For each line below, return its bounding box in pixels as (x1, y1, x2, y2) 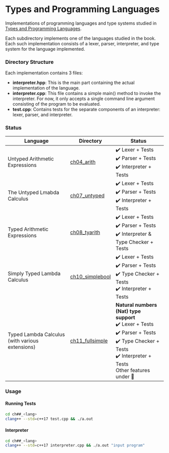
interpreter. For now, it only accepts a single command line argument (12, 96, 155, 102)
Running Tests (5, 401, 36, 407)
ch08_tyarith (70, 229, 101, 236)
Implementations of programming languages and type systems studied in (5, 20, 157, 26)
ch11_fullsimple (70, 337, 108, 344)
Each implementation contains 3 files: (5, 70, 83, 76)
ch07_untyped (70, 192, 105, 199)
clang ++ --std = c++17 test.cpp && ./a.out (5, 416, 94, 421)
